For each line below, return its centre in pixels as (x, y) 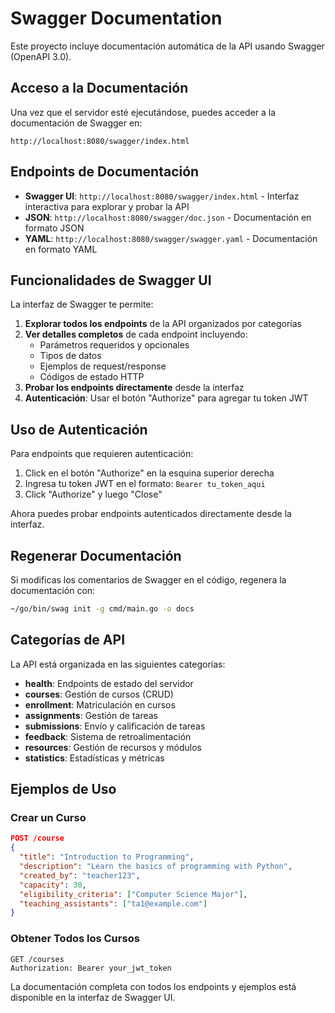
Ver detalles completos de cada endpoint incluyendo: (136, 334)
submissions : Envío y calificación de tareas (115, 726)
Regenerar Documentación (96, 555)
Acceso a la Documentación (99, 88)
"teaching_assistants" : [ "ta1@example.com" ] (113, 903)
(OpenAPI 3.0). (41, 56)
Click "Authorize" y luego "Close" (93, 494)
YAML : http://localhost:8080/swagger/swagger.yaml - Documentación (171, 238)
